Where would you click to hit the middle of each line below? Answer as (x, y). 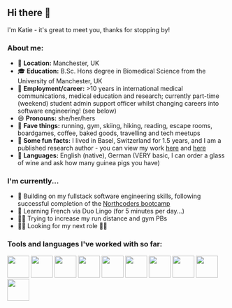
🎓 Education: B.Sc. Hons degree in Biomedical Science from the (111, 71)
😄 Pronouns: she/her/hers (56, 118)
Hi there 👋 (29, 13)
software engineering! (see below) (67, 111)
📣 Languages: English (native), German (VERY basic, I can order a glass (121, 155)
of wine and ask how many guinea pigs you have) (89, 163)
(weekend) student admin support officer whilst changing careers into (118, 104)
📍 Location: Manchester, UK (58, 63)
